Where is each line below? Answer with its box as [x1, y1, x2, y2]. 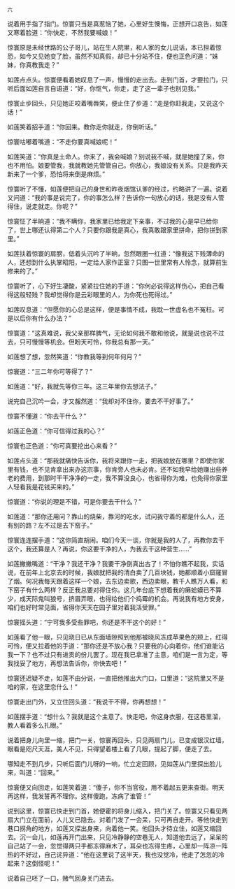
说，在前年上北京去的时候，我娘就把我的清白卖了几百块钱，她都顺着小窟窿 [7, 568, 222, 577]
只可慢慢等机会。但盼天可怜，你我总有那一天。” [19, 338, 155, 346]
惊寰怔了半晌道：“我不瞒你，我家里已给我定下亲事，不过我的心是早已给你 [7, 217, 219, 225]
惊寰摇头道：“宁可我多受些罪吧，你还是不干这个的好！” [7, 618, 166, 626]
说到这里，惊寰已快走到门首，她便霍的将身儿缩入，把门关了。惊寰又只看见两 [7, 807, 228, 815]
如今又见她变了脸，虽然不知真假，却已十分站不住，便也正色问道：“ [19, 52, 213, 60]
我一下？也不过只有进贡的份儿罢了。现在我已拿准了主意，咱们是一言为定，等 [7, 651, 228, 658]
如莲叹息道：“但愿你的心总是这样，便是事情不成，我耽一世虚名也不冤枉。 [7, 305, 219, 313]
